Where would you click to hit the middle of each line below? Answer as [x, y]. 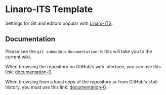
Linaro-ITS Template [49, 9]
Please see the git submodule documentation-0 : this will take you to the [79, 51]
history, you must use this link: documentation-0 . [56, 87]
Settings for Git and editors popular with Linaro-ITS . [59, 23]
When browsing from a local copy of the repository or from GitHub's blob [81, 81]
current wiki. [18, 57]
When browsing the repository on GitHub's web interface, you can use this [83, 66]
